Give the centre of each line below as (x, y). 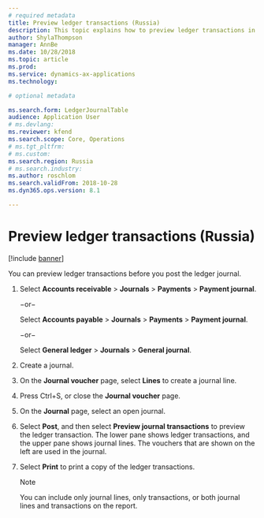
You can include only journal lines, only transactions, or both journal (130, 497)
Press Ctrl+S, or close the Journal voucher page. (100, 396)
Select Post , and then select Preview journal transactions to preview (132, 426)
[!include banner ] (36, 258)
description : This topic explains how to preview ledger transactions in (132, 30)
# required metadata (42, 15)
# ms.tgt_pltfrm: (37, 147)
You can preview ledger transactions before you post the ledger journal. (125, 274)
